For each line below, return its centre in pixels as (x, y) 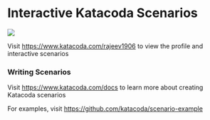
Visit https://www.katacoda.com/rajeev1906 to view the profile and (105, 46)
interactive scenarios (38, 53)
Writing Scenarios (39, 72)
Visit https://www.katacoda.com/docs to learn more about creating (105, 87)
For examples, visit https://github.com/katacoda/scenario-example (105, 109)
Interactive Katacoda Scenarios (103, 13)
